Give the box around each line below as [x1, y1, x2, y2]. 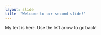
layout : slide [5, 7, 34, 12]
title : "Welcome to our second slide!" [5, 12, 86, 16]
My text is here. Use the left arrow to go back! [5, 24, 97, 30]
